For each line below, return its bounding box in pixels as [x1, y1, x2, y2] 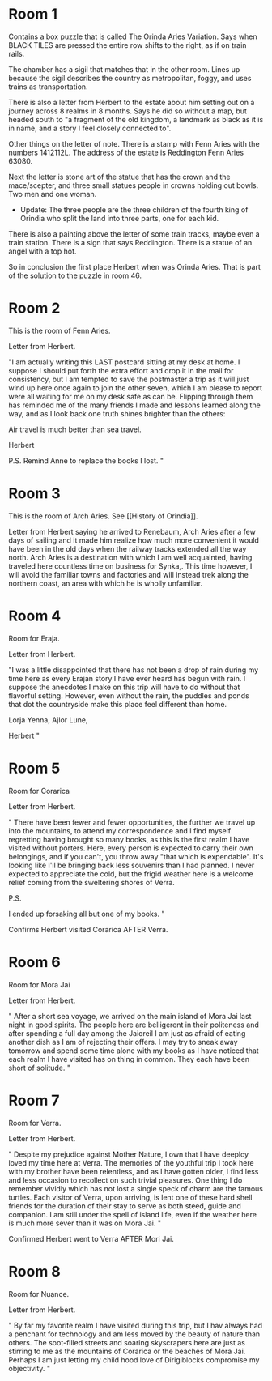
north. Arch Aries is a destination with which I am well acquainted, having [8, 552, 253, 562]
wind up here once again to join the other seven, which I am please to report [8, 382, 263, 393]
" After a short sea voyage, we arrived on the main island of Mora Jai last [8, 1011, 252, 1021]
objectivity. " [8, 1363, 51, 1373]
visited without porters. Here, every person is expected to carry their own [8, 843, 253, 853]
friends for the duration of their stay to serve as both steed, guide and [8, 1200, 241, 1211]
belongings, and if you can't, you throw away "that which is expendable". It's [8, 851, 264, 861]
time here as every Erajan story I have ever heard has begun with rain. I [8, 673, 246, 683]
